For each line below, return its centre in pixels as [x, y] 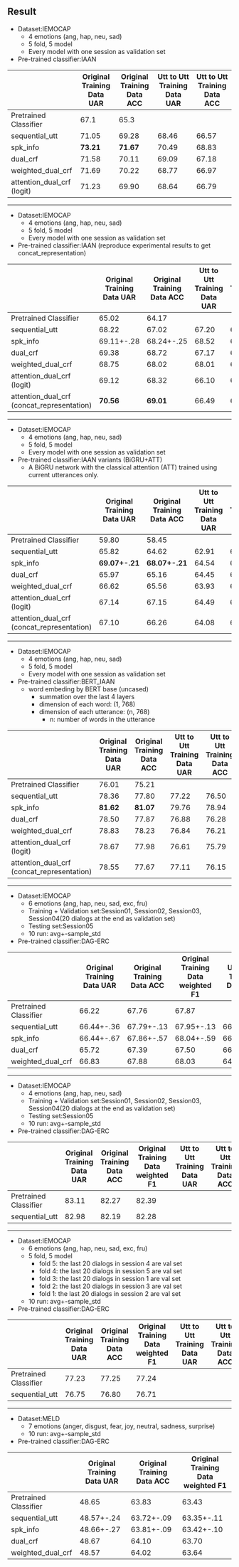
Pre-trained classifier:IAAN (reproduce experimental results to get [114, 245]
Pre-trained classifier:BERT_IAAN [66, 681]
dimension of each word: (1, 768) [87, 704]
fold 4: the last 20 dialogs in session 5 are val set [111, 1271]
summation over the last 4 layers [87, 696]
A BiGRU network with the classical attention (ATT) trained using [123, 467]
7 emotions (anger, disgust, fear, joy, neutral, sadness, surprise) [122, 1426]
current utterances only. [64, 474]
